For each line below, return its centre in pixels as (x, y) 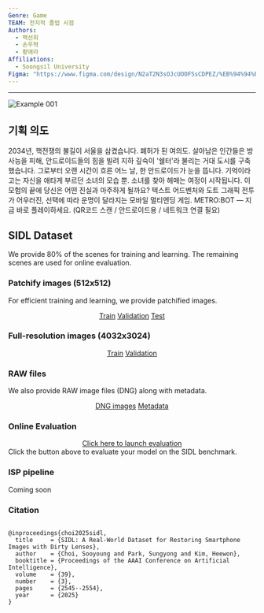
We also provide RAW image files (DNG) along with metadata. (108, 391)
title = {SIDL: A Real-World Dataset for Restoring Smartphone (128, 541)
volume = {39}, (46, 575)
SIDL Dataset (40, 235)
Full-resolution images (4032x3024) (79, 336)
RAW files (27, 373)
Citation (24, 510)
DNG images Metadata (132, 406)
